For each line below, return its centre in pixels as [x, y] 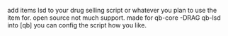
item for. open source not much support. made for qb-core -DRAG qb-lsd [114, 18]
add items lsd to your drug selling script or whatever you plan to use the [112, 10]
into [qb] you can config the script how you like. [77, 25]
